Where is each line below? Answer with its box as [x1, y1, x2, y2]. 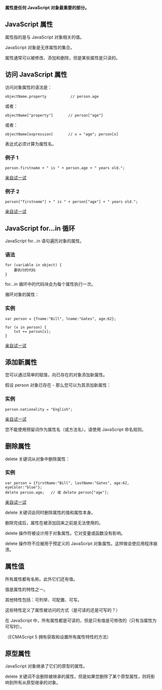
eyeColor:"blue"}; [5, 485, 42, 490]
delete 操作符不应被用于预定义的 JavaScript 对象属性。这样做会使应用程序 [5, 540, 153, 546]
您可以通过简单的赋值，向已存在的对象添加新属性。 [5, 372, 108, 378]
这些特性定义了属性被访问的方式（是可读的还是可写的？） [5, 607, 120, 613]
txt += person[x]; [14, 329, 51, 334]
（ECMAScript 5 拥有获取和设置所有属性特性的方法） [5, 634, 111, 639]
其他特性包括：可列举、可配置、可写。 [5, 597, 82, 602]
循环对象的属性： [5, 291, 39, 297]
